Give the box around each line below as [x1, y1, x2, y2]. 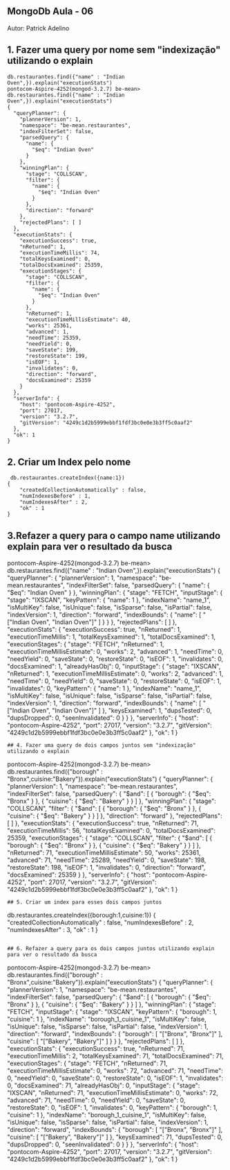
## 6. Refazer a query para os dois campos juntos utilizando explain [7, 945, 215, 952]
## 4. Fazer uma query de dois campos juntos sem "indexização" [7, 742, 196, 749]
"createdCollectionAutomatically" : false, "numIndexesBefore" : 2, [7, 918, 194, 927]
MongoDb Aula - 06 [7, 6, 94, 17]
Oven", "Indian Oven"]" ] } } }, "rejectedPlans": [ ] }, [30, 618, 178, 626]
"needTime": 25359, [25, 334, 82, 341]
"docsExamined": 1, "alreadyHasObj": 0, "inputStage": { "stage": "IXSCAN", [7, 662, 221, 671]
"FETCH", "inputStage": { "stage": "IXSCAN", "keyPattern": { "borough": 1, [7, 1008, 218, 1016]
